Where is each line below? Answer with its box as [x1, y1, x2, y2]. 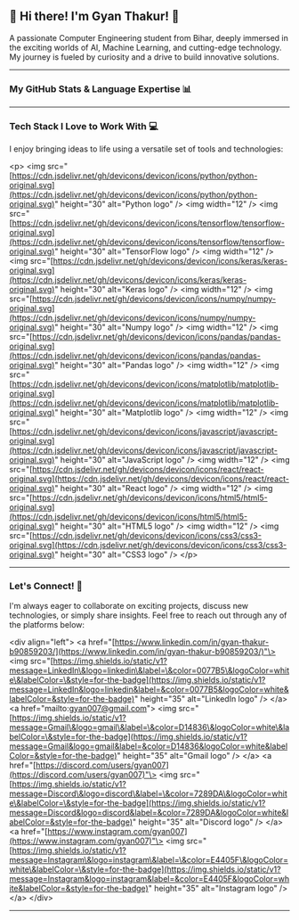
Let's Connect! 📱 [9, 580, 83, 593]
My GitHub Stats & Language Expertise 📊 [9, 82, 192, 94]
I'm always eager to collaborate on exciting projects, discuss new [9, 600, 249, 611]
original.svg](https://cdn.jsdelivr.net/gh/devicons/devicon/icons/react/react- [9, 473, 289, 484]
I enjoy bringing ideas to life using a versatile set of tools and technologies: [9, 144, 284, 154]
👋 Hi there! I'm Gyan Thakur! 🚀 [9, 9, 180, 24]
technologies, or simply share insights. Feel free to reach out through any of [9, 610, 287, 620]
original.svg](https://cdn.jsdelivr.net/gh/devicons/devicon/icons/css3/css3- [9, 540, 287, 551]
